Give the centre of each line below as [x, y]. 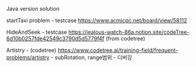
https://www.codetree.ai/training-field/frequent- [118, 50]
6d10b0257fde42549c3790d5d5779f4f [55, 38]
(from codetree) [125, 38]
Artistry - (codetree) [31, 50]
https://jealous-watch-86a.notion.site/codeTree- [129, 32]
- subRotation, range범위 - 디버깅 [91, 57]
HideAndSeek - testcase [37, 32]
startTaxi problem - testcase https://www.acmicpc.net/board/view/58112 [97, 20]
